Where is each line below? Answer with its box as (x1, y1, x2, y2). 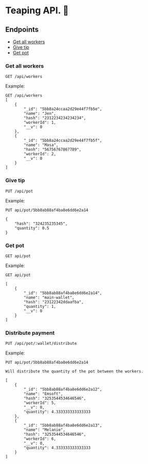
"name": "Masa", (24, 142, 59, 148)
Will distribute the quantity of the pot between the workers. (5, 369, 144, 374)
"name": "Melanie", (24, 428, 66, 433)
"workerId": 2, (24, 152, 57, 157)
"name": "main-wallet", (24, 295, 75, 300)
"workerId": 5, (24, 400, 57, 405)
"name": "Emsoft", (24, 392, 63, 397)
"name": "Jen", (24, 111, 57, 116)
